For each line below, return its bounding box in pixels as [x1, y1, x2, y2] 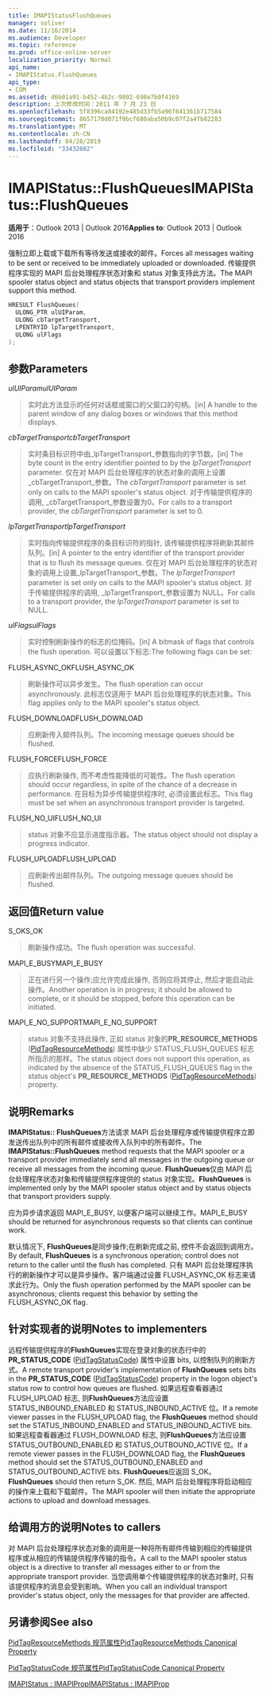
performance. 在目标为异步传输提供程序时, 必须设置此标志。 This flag [27, 789, 253, 799]
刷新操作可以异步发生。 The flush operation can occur [27, 679, 204, 689]
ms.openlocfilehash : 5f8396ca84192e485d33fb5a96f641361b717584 [8, 108, 222, 116]
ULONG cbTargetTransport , [15, 316, 102, 324]
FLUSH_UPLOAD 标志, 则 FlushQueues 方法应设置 [8, 1393, 169, 1403]
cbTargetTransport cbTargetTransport [8, 433, 130, 442]
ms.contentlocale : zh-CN [8, 130, 91, 138]
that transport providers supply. [8, 1192, 112, 1201]
